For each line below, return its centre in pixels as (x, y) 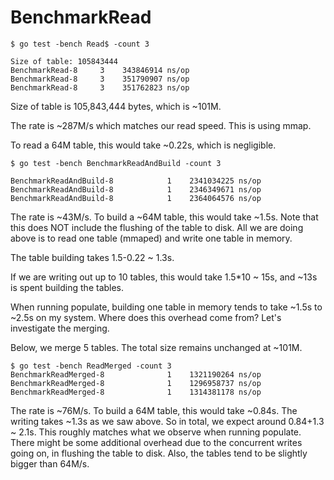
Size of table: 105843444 (64, 61)
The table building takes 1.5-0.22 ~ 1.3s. (92, 257)
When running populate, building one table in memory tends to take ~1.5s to (166, 307)
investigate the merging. (60, 328)
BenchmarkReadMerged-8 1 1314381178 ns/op (136, 392)
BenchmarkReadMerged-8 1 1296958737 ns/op (136, 383)
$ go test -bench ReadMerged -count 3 (91, 366)
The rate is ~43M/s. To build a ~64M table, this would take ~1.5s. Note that (164, 217)
